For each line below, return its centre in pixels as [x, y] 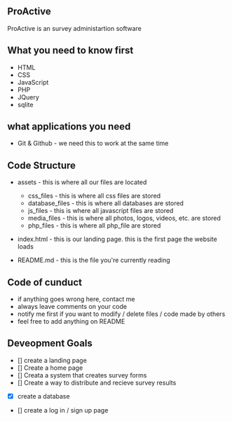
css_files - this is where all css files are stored [94, 196]
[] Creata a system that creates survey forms [82, 375]
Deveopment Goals [50, 344]
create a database [43, 396]
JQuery [28, 97]
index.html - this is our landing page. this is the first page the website [117, 239]
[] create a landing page [52, 360]
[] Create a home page [50, 368]
